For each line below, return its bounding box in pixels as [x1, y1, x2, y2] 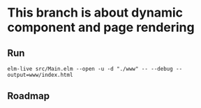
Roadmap [7, 90, 50, 102]
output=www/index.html [7, 71, 73, 78]
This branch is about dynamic [7, 5, 184, 21]
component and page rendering [7, 19, 195, 35]
